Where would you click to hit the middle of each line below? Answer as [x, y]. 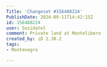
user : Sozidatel [26, 28]
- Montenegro [22, 50]
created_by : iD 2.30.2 [34, 39]
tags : [13, 45]
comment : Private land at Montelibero [53, 33]
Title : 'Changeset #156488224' [44, 11]
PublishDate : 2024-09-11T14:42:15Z [50, 17]
